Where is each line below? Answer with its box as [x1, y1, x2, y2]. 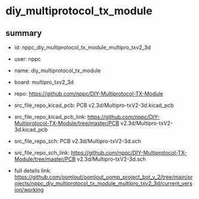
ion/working [14, 186, 44, 193]
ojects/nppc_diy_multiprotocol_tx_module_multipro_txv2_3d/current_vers [14, 180, 192, 186]
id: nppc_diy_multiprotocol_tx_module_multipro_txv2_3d [14, 44, 151, 51]
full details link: [14, 167, 52, 174]
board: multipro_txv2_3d [14, 79, 74, 85]
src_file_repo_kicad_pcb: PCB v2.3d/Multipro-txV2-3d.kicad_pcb [14, 102, 174, 109]
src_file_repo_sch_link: [14, 149, 70, 156]
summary [5, 28, 42, 38]
